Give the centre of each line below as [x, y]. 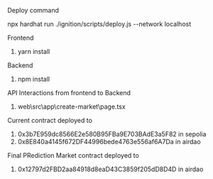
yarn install [34, 51]
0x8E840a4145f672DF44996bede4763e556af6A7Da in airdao [109, 142]
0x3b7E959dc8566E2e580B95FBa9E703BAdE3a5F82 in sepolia [112, 134]
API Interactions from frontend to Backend [69, 93]
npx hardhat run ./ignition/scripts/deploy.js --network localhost [99, 24]
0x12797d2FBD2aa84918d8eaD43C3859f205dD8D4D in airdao [110, 169]
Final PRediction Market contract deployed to [73, 155]
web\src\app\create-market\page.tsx [71, 107]
